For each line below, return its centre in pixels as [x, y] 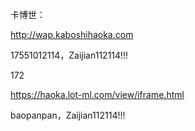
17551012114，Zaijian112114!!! [69, 55]
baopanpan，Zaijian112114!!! [68, 115]
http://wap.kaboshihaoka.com [72, 34]
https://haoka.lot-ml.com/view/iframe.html [97, 94]
